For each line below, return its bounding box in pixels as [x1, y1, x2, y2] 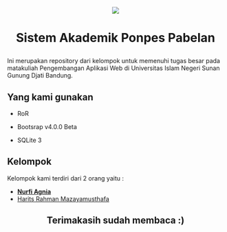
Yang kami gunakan [7, 91, 94, 103]
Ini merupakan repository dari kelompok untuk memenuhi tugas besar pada [7, 57, 220, 65]
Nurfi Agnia [17, 187, 52, 196]
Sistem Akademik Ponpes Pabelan [16, 30, 215, 46]
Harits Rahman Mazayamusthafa [17, 194, 110, 202]
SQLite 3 [17, 136, 42, 144]
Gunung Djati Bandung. [7, 71, 74, 80]
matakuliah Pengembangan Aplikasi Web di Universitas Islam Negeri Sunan [7, 64, 220, 72]
